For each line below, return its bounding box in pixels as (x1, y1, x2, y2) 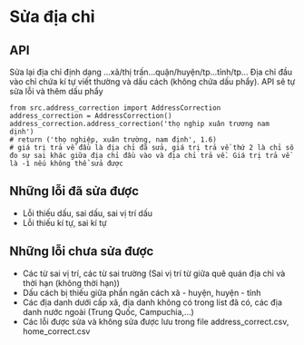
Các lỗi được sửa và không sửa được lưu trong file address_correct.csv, (22, 316, 289, 327)
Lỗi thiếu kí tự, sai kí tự (22, 217, 107, 228)
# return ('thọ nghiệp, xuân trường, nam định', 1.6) (9, 135, 218, 144)
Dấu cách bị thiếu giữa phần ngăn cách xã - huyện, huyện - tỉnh (22, 287, 261, 298)
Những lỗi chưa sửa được (9, 243, 154, 260)
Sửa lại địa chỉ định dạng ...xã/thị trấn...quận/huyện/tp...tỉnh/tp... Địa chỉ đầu (9, 66, 293, 77)
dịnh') (9, 127, 34, 136)
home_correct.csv (22, 325, 91, 337)
